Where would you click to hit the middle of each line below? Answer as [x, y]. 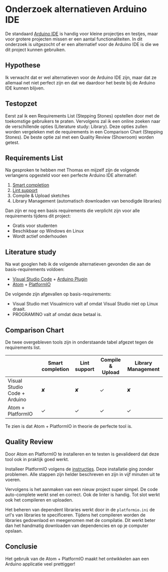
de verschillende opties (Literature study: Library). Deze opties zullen [76, 126]
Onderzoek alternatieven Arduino [76, 9]
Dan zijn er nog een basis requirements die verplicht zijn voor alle [72, 210]
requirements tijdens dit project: [38, 216]
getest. [12, 142]
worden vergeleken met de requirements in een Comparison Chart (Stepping [84, 131]
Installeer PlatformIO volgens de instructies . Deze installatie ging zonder [79, 469]
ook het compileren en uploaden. [39, 500]
